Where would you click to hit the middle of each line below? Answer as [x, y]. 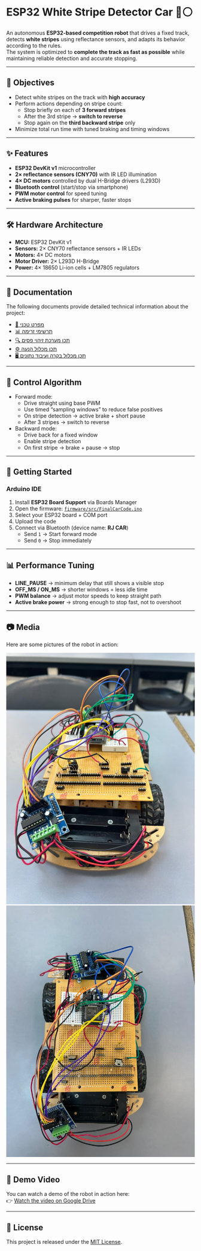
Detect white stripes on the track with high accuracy [80, 97]
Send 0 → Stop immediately [58, 540]
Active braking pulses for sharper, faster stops [73, 199]
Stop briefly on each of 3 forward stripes [75, 110]
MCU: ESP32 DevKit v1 [43, 242]
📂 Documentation [39, 292]
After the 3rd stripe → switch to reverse [73, 116]
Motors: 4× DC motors [43, 255]
